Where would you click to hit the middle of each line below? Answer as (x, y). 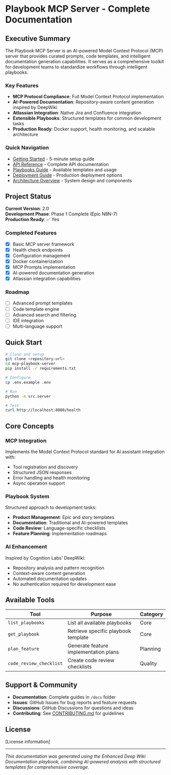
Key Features (22, 86)
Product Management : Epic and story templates (63, 517)
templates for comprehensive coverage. (47, 767)
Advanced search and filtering (44, 315)
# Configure (18, 378)
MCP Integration (26, 440)
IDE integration (28, 320)
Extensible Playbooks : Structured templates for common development (87, 118)
